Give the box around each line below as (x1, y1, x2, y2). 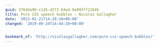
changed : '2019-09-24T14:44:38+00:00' (5, 21, 86, 26)
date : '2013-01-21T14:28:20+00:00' (5, 16, 79, 21)
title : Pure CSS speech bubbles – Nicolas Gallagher (5, 12, 117, 17)
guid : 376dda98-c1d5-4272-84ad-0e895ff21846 (5, 7, 99, 12)
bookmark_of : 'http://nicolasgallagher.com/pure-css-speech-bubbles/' (5, 34, 155, 40)
